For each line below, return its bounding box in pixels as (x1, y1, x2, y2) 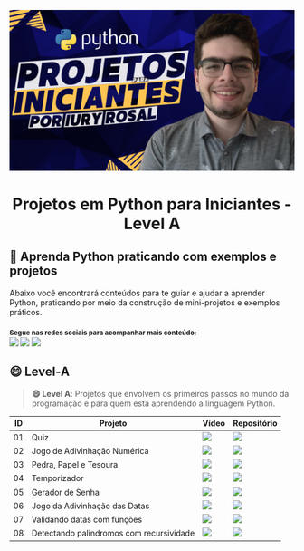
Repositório (233, 418, 278, 429)
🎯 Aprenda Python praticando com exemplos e (9, 249, 277, 265)
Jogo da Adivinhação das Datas (31, 500, 150, 511)
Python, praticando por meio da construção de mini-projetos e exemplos (9, 296, 280, 308)
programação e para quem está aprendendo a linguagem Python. (31, 398, 276, 409)
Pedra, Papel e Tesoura (31, 459, 119, 470)
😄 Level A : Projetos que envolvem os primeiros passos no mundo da (31, 388, 290, 399)
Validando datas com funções (31, 514, 143, 526)
